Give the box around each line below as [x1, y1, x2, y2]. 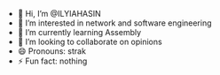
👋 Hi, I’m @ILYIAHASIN [17, 9, 102, 19]
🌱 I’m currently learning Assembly [17, 27, 142, 37]
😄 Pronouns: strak [17, 46, 87, 56]
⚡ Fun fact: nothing [17, 56, 88, 66]
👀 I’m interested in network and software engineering [17, 18, 212, 28]
